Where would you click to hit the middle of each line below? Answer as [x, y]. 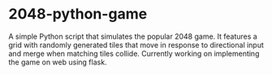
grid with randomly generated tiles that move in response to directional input [136, 44]
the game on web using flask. [58, 62]
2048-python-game [78, 14]
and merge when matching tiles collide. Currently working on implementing [134, 53]
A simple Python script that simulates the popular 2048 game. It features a [133, 36]
